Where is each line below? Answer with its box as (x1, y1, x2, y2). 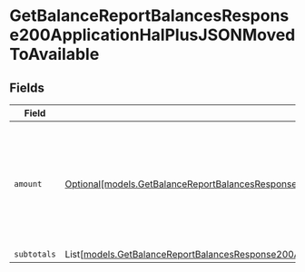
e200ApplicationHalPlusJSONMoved (9, 24, 296, 45)
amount (14, 179, 43, 189)
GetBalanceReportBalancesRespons (9, 5, 290, 26)
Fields (9, 80, 45, 95)
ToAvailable (9, 44, 100, 64)
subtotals (14, 249, 56, 259)
